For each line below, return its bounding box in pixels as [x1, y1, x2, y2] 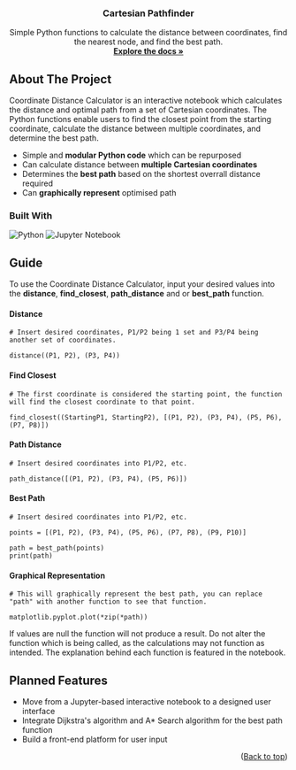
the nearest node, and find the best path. [73, 36, 224, 47]
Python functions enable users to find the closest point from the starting [9, 114, 272, 125]
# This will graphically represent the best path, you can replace [9, 589, 263, 599]
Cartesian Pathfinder [102, 7, 194, 19]
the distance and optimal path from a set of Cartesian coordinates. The [9, 104, 268, 115]
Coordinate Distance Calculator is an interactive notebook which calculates [9, 96, 283, 106]
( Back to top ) [240, 751, 288, 762]
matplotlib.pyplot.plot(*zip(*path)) [9, 613, 148, 622]
